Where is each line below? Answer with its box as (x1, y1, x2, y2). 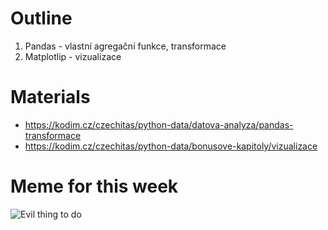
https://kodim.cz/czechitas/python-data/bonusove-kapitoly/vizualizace (24, 140, 318, 152)
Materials (10, 86, 91, 109)
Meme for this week (10, 175, 179, 198)
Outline (10, 7, 73, 30)
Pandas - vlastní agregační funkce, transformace (24, 40, 227, 52)
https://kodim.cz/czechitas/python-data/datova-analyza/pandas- (24, 118, 294, 131)
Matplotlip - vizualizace (24, 50, 122, 62)
